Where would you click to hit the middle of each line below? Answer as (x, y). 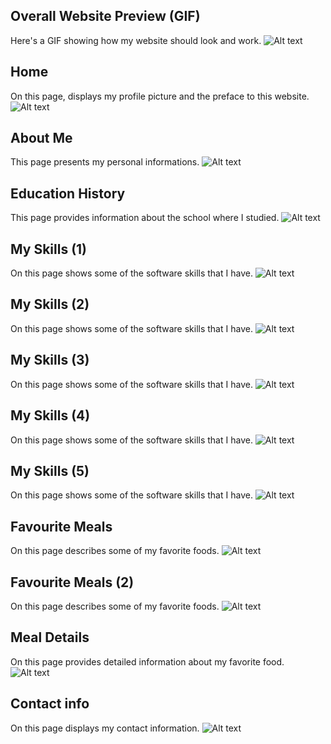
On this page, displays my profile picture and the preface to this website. (160, 96)
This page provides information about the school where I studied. (145, 218)
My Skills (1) (49, 249)
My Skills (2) (50, 304)
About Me (41, 138)
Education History (68, 193)
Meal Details (50, 637)
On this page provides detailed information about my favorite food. (147, 661)
